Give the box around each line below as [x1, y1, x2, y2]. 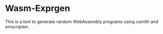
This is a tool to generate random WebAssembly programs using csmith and [5, 19, 159, 24]
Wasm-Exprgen [5, 3, 70, 14]
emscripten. [5, 23, 29, 29]
